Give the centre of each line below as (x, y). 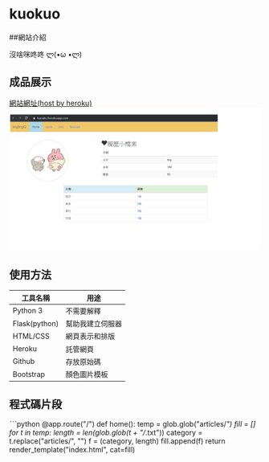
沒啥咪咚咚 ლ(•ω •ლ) (46, 54)
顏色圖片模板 (87, 374)
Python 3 (28, 311)
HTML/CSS (31, 336)
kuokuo (35, 14)
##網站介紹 (28, 37)
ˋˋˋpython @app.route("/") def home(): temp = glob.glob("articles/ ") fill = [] (132, 424)
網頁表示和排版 (90, 336)
